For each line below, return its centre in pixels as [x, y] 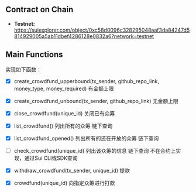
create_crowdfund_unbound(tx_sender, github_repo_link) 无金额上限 [96, 101]
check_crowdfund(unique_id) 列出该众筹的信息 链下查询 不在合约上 [95, 150]
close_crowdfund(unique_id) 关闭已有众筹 [64, 113]
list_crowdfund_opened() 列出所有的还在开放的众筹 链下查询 [86, 138]
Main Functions [34, 55]
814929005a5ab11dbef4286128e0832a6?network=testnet [84, 36]
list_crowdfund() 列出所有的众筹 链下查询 [63, 126]
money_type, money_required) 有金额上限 [64, 88]
